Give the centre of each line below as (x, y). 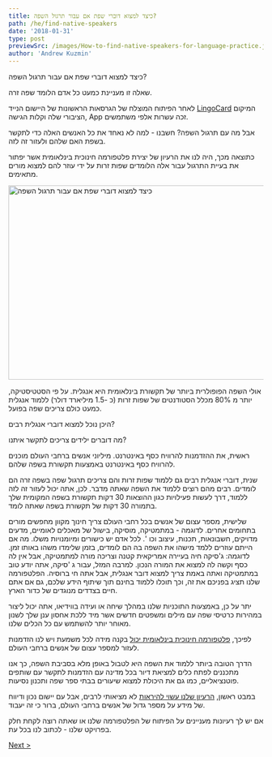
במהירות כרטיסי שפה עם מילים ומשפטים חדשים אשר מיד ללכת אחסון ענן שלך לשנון (135, 615)
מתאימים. (23, 174)
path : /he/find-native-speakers (63, 24)
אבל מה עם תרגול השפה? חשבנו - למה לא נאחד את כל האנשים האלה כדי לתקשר (132, 132)
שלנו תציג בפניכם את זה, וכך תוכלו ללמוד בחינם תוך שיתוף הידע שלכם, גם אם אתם (134, 582)
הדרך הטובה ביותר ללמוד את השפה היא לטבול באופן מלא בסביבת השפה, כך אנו (130, 663)
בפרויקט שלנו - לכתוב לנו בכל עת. (60, 729)
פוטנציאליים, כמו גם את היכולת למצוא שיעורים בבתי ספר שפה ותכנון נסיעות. (123, 681)
